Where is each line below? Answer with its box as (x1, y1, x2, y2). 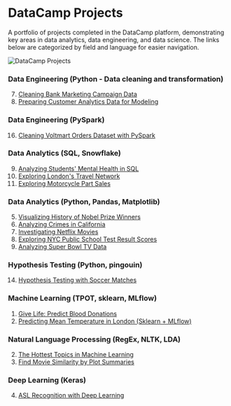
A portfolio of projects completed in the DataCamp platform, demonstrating (8, 28, 225, 36)
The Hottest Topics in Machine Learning (17, 351, 134, 359)
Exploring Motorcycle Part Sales (17, 179, 111, 187)
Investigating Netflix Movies (17, 228, 99, 236)
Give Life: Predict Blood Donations (17, 309, 118, 318)
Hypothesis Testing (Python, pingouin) (8, 260, 143, 270)
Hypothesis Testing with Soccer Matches (17, 276, 137, 285)
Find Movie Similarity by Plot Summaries (17, 358, 135, 366)
